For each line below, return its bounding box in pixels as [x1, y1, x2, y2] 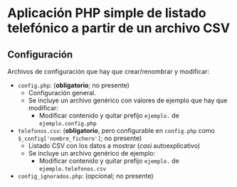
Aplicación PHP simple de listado [7, 5, 206, 21]
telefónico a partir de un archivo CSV [7, 20, 230, 36]
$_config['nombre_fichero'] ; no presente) [17, 134, 142, 142]
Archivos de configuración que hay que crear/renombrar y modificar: [7, 68, 210, 75]
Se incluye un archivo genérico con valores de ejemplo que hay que [28, 96, 228, 105]
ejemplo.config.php [38, 120, 98, 127]
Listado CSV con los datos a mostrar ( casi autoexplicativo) [28, 141, 201, 150]
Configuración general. [28, 89, 96, 97]
